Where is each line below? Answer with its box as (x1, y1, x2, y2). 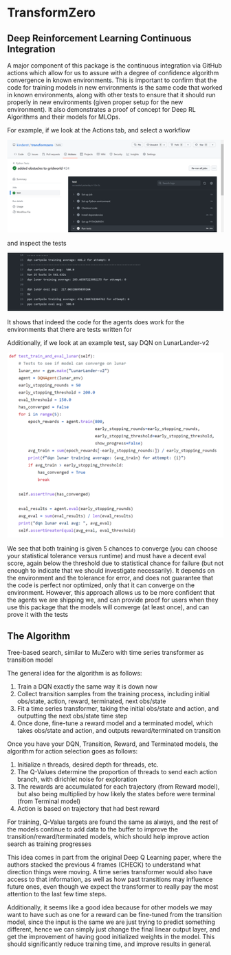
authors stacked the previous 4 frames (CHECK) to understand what (7, 860, 201, 869)
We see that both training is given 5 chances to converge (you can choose (7, 544, 218, 553)
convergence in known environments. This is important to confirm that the (7, 76, 217, 84)
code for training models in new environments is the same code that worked (7, 83, 223, 91)
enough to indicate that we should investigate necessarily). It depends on (7, 566, 215, 574)
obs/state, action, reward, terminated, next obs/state (16, 697, 166, 705)
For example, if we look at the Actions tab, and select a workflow (7, 126, 190, 134)
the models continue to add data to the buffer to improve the (7, 825, 179, 834)
